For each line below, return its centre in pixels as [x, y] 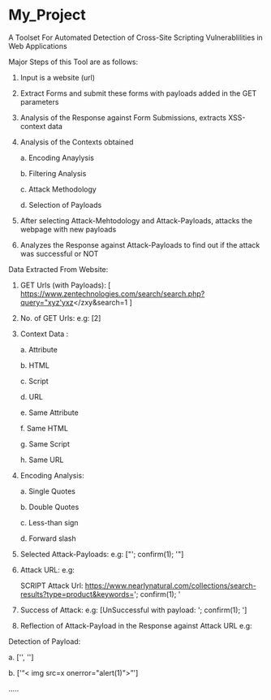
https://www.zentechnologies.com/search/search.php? [112, 293]
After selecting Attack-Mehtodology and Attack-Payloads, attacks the [136, 220]
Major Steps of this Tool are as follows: [73, 62]
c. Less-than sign [49, 522]
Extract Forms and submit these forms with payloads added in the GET [138, 93]
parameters [39, 102]
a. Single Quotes [47, 491]
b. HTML [35, 365]
